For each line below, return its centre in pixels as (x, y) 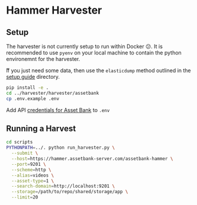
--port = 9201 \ (29, 164)
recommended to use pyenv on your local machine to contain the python (94, 53)
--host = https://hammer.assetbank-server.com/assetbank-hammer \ (92, 159)
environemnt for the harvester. (43, 59)
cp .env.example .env (33, 98)
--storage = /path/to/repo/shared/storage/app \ (70, 192)
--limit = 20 (25, 197)
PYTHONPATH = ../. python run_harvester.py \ (61, 148)
